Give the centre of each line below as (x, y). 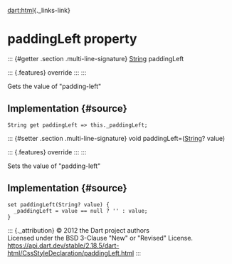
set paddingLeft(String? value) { (59, 205)
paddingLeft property (72, 39)
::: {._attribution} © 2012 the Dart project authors (78, 230)
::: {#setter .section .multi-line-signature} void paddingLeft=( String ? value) (116, 138)
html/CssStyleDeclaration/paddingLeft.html (71, 253)
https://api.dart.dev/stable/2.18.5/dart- (63, 245)
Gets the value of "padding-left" (54, 86)
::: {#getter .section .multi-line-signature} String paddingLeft (96, 58)
